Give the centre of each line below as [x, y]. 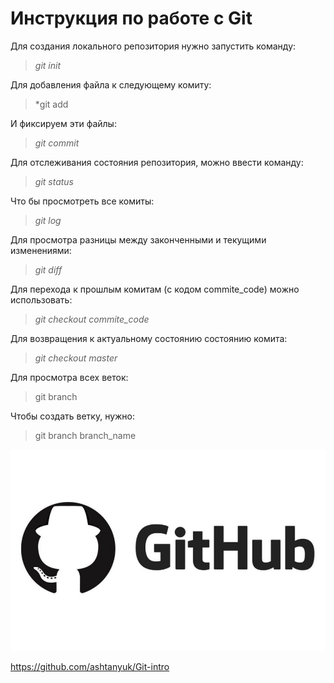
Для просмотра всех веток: [69, 377]
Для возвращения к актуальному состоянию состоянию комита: [149, 338]
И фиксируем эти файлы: [63, 123]
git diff [48, 269]
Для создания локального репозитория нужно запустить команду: [153, 46]
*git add [51, 104]
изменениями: [41, 250]
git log [48, 220]
